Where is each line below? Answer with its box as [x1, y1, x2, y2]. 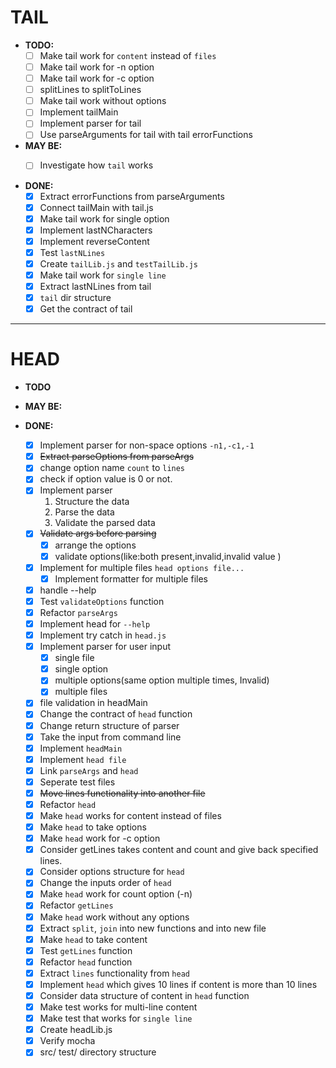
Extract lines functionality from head [39, 967, 190, 979]
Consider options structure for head [39, 866, 185, 878]
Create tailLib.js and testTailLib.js [39, 257, 198, 270]
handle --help [39, 584, 97, 596]
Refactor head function [39, 956, 133, 968]
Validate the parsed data [54, 517, 156, 529]
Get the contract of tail [39, 303, 133, 315]
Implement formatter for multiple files [54, 572, 208, 585]
